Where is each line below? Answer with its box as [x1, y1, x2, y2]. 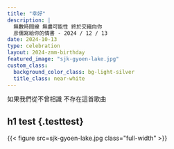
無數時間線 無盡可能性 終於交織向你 [13, 23, 103, 30]
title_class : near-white [13, 74, 85, 82]
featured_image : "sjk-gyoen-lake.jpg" [7, 56, 119, 63]
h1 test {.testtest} [7, 116, 85, 127]
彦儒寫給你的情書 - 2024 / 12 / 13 [13, 29, 108, 37]
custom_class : [7, 62, 49, 69]
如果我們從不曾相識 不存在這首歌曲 [7, 95, 106, 103]
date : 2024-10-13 [7, 36, 58, 43]
